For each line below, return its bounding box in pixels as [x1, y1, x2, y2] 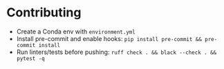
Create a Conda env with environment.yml [16, 27, 136, 36]
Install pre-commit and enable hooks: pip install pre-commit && [16, 34, 202, 42]
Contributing [6, 5, 82, 20]
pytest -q [16, 55, 46, 62]
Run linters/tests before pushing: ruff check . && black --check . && [16, 48, 217, 56]
